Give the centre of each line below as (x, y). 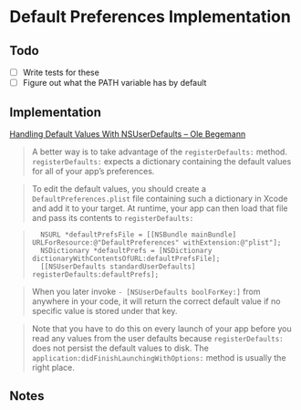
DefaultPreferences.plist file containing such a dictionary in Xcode (160, 198)
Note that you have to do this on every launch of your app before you (161, 328)
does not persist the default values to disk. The (120, 348)
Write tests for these (61, 72)
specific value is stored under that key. (104, 310)
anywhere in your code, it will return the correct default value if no (156, 301)
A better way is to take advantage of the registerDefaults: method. (159, 152)
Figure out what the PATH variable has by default (114, 83)
